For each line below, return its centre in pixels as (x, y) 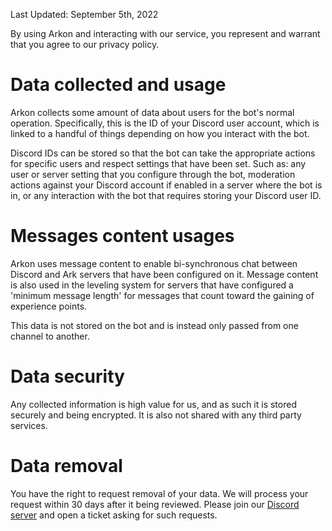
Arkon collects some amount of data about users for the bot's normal (152, 112)
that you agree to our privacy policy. (85, 44)
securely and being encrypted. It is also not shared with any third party (156, 415)
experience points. (49, 306)
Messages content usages (122, 236)
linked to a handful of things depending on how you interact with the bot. (160, 133)
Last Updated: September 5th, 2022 (84, 14)
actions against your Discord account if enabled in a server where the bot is (166, 185)
